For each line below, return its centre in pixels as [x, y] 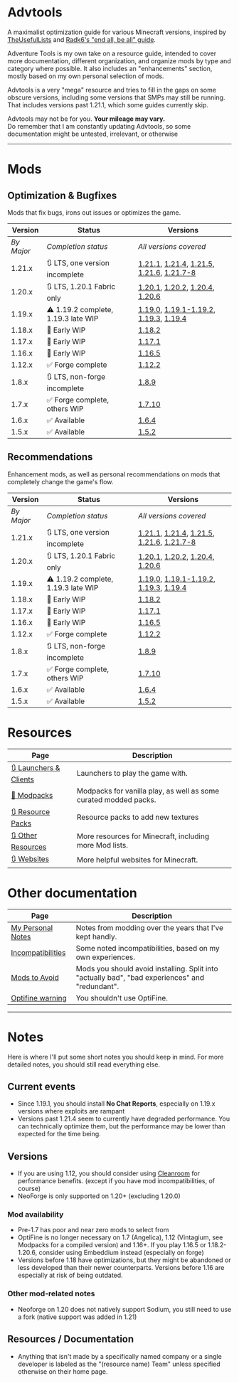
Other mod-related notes [51, 1293]
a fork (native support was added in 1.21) [77, 1317]
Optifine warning [39, 998]
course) [29, 1189]
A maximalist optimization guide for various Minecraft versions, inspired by [117, 32]
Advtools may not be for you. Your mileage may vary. [86, 119]
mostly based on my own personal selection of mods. [86, 76]
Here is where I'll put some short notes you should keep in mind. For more [116, 1057]
